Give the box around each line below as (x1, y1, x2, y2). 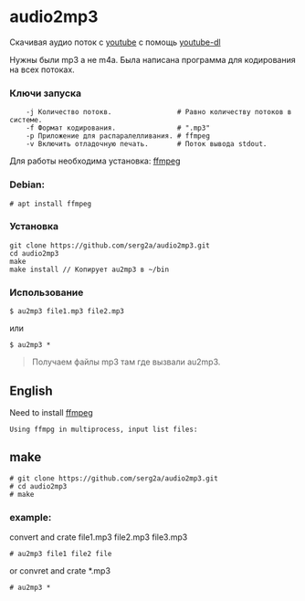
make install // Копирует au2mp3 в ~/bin (9, 265, 170, 274)
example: (9, 511, 52, 523)
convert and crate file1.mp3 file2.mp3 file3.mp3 (9, 532, 188, 543)
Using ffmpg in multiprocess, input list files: (9, 425, 198, 434)
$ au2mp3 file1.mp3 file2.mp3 (9, 307, 125, 316)
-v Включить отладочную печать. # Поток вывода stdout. (26, 140, 268, 149)
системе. (9, 116, 43, 125)
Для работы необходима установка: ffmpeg (9, 155, 181, 166)
